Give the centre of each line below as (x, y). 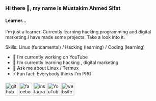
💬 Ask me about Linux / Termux (46, 68)
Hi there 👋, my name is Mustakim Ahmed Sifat (63, 8)
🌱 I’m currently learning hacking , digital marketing (66, 63)
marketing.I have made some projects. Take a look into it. (65, 37)
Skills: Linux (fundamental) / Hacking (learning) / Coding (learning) (75, 47)
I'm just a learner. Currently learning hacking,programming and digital (78, 32)
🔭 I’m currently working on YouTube (50, 57)
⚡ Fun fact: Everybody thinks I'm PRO (52, 74)
